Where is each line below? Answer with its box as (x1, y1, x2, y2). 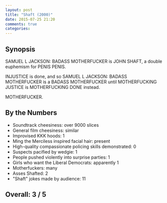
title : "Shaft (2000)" (5, 12, 53, 17)
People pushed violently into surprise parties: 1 (12, 154, 110, 160)
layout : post (5, 7, 33, 13)
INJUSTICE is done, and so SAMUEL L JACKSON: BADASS (5, 73, 127, 79)
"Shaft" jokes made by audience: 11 (12, 175, 86, 182)
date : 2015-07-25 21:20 (5, 17, 55, 22)
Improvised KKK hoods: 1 (12, 132, 65, 139)
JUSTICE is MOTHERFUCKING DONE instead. (5, 84, 100, 90)
